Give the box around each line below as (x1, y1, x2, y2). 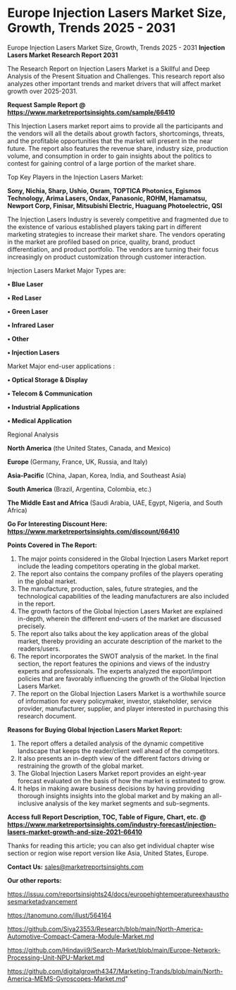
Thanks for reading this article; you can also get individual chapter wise (7, 841, 215, 850)
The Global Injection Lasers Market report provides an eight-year (17, 769, 206, 777)
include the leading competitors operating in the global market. (17, 562, 201, 570)
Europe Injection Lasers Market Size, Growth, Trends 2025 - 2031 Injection (7, 43, 225, 51)
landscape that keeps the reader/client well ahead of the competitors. (17, 746, 220, 755)
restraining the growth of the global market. (17, 762, 144, 770)
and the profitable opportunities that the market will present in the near (7, 136, 213, 145)
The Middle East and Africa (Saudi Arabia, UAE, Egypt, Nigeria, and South (7, 499, 223, 507)
